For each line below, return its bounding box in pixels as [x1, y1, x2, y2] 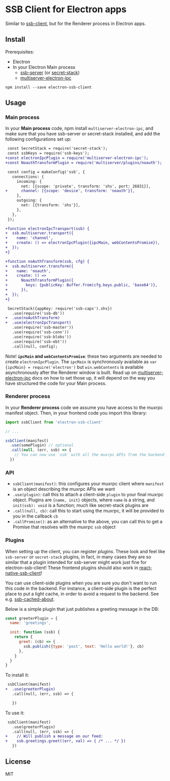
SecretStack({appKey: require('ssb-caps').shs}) [7, 306, 113, 311]
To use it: [5, 710, 25, 716]
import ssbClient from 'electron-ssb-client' [5, 419, 103, 425]
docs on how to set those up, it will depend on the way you [32, 374, 155, 381]
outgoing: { [16, 198, 42, 203]
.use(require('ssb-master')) [12, 325, 74, 330]
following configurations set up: [5, 136, 72, 142]
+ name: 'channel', [5, 235, 53, 240]
